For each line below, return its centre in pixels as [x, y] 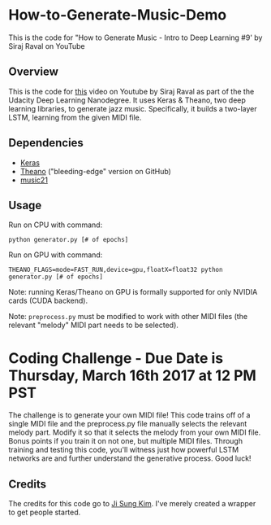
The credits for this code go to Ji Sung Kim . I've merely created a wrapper [132, 504]
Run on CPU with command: [56, 225]
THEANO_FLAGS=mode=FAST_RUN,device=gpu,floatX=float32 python [116, 270]
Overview [34, 72]
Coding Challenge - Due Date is [116, 358]
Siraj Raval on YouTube [47, 46]
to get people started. [45, 512]
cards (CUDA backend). [48, 301]
